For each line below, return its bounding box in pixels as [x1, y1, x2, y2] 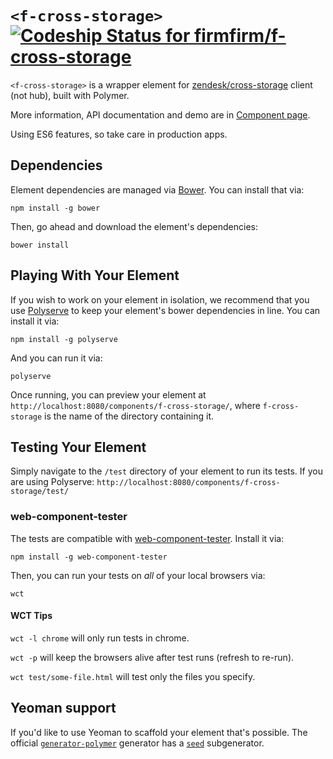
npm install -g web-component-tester [10, 552, 168, 562]
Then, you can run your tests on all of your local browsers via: [10, 569, 266, 581]
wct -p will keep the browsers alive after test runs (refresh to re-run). [10, 651, 295, 663]
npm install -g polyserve [10, 334, 118, 344]
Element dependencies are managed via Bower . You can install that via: [10, 183, 305, 196]
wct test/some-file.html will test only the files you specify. [10, 670, 256, 682]
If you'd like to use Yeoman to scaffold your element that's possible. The [10, 726, 308, 738]
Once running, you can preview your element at [10, 388, 207, 401]
